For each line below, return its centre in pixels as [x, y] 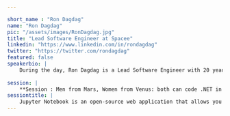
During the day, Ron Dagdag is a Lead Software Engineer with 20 [115, 70]
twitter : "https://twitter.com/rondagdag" [68, 51]
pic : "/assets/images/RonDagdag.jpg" [61, 32]
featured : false [30, 58]
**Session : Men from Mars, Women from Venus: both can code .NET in [121, 89]
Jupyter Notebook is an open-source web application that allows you [121, 102]
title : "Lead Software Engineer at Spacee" [70, 38]
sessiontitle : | [30, 96]
